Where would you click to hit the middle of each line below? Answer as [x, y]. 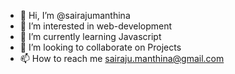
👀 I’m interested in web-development [96, 26]
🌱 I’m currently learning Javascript [90, 36]
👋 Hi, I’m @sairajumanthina [75, 15]
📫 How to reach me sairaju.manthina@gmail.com [122, 58]
